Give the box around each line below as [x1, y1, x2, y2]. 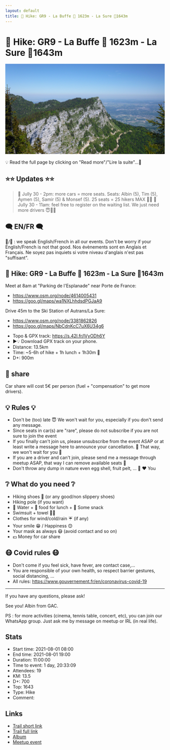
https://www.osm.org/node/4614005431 [12, 293, 97, 299]
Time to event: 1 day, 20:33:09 [12, 662, 76, 668]
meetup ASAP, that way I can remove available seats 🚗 [12, 460, 126, 466]
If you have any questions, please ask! [5, 592, 85, 599]
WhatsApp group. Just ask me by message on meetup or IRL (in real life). [5, 618, 158, 624]
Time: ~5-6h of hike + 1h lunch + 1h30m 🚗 [12, 350, 100, 356]
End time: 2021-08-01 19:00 [12, 651, 71, 658]
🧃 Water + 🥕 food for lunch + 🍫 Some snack [12, 504, 104, 510]
